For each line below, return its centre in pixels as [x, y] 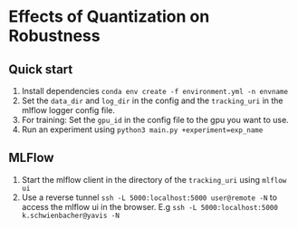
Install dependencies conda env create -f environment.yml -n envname [155, 91]
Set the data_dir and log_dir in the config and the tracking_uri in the [152, 100]
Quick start [41, 69]
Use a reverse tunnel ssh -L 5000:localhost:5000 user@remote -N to [149, 197]
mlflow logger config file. [68, 110]
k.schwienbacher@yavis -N [70, 215]
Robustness [54, 36]
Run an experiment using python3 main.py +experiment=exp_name [142, 129]
